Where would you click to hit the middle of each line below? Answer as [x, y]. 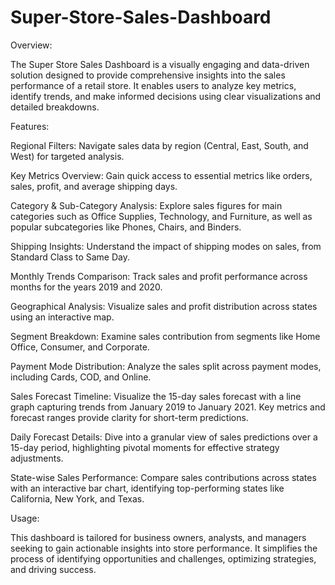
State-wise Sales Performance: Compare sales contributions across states [163, 477]
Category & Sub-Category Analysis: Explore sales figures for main [146, 205]
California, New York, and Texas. [77, 498]
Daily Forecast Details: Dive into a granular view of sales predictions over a [164, 437]
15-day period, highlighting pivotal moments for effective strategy [145, 447]
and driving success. [53, 569]
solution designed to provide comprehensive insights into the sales [148, 75]
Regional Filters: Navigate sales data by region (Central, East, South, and [159, 145]
